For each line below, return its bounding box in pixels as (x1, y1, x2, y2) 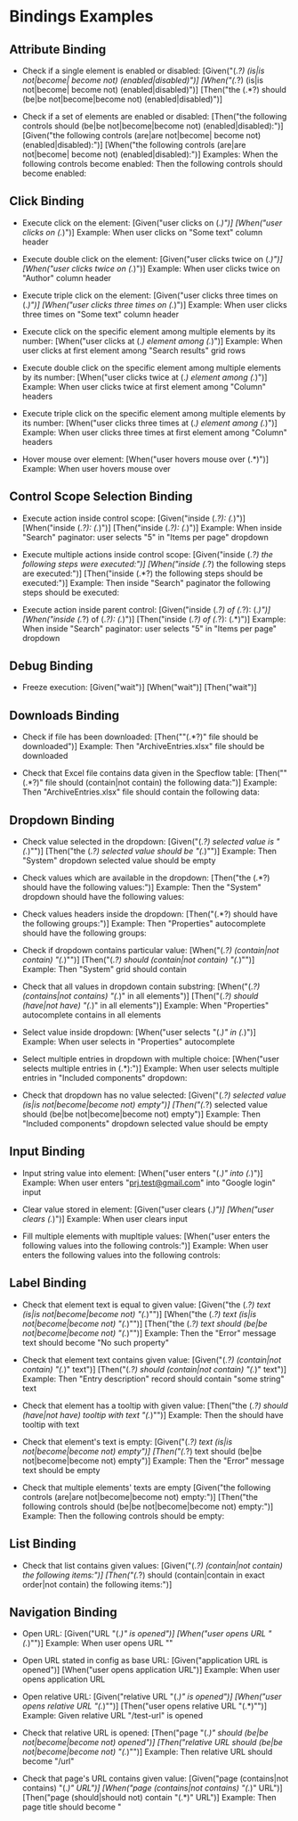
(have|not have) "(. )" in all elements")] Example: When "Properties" (21, 1001, 270, 1011)
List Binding (9, 1537, 77, 1552)
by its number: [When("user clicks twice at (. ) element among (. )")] (21, 372, 268, 383)
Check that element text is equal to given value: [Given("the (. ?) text (21, 1299, 271, 1310)
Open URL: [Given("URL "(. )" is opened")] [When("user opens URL (21, 1628, 267, 1639)
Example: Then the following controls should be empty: (21, 1510, 225, 1521)
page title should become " (21, 1801, 122, 1812)
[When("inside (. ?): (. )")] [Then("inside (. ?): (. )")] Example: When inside (21, 522, 283, 532)
